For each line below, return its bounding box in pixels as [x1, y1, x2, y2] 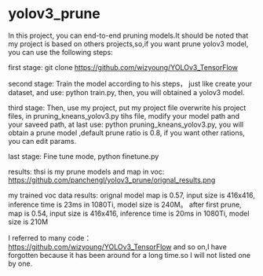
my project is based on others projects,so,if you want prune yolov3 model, [8, 39, 249, 48]
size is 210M [8, 217, 49, 226]
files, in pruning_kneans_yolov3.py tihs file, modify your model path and [8, 111, 240, 120]
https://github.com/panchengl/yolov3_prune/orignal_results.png [8, 175, 216, 185]
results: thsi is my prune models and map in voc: [8, 167, 165, 176]
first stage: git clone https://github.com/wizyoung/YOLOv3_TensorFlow [8, 62, 238, 72]
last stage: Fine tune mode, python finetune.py [8, 151, 159, 161]
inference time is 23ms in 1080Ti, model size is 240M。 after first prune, [8, 200, 242, 209]
